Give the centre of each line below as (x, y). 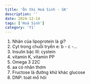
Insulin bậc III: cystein (34, 52)
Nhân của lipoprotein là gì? (39, 41)
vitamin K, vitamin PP (33, 57)
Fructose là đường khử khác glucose (49, 72)
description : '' (21, 14)
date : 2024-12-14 (23, 18)
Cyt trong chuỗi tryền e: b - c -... (45, 47)
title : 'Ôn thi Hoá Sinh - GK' (37, 9)
